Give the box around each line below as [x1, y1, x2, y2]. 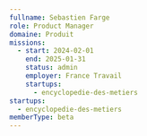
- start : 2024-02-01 [17, 47, 94, 55]
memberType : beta [9, 113, 74, 122]
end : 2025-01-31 [25, 55, 87, 64]
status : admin [25, 64, 78, 72]
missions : [9, 38, 47, 47]
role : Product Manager [9, 21, 94, 30]
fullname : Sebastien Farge [9, 13, 110, 22]
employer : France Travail [25, 72, 123, 81]
